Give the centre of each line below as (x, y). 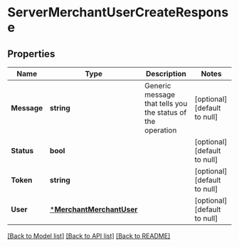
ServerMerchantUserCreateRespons (118, 12)
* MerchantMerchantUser (94, 209)
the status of (166, 112)
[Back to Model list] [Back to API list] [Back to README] (89, 236)
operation (161, 130)
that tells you (166, 104)
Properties (31, 54)
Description (166, 74)
